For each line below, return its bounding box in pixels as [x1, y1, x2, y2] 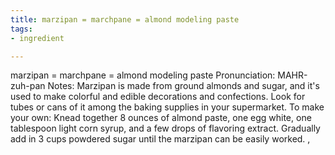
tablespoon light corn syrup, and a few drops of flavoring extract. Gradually [10, 122, 321, 135]
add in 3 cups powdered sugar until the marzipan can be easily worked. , [10, 133, 311, 145]
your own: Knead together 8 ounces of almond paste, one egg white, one [10, 112, 312, 124]
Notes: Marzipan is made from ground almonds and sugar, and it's [47, 80, 320, 92]
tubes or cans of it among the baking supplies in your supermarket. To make [10, 101, 325, 113]
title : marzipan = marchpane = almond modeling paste [10, 14, 240, 25]
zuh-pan [10, 80, 46, 92]
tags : [10, 24, 33, 34]
